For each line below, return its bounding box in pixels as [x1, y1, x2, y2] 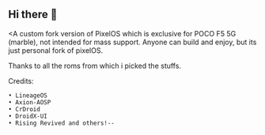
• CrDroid [8, 105, 41, 113]
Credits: [8, 76, 34, 85]
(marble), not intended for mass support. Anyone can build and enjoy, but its [8, 37, 257, 47]
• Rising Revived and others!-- [8, 119, 115, 127]
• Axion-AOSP [8, 98, 51, 107]
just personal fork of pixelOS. [8, 45, 104, 55]
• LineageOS [8, 92, 47, 99]
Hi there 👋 [8, 8, 58, 21]
